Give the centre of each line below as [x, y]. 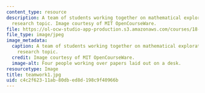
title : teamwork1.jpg [34, 75]
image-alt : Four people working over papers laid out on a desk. [97, 63]
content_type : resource [37, 12]
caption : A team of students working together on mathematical [94, 46]
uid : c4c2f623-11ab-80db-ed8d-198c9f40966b [63, 80]
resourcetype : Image [33, 69]
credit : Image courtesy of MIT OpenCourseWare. [74, 58]
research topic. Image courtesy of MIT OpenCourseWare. [84, 23]
